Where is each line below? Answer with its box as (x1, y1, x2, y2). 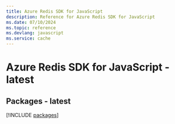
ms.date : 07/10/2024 (6, 19, 57, 25)
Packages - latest (6, 96, 71, 106)
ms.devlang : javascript (6, 30, 64, 36)
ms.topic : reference (6, 24, 57, 31)
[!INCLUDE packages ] (6, 112, 59, 118)
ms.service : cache (6, 36, 51, 41)
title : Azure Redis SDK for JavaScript (6, 8, 103, 15)
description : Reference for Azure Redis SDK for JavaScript (6, 14, 156, 20)
